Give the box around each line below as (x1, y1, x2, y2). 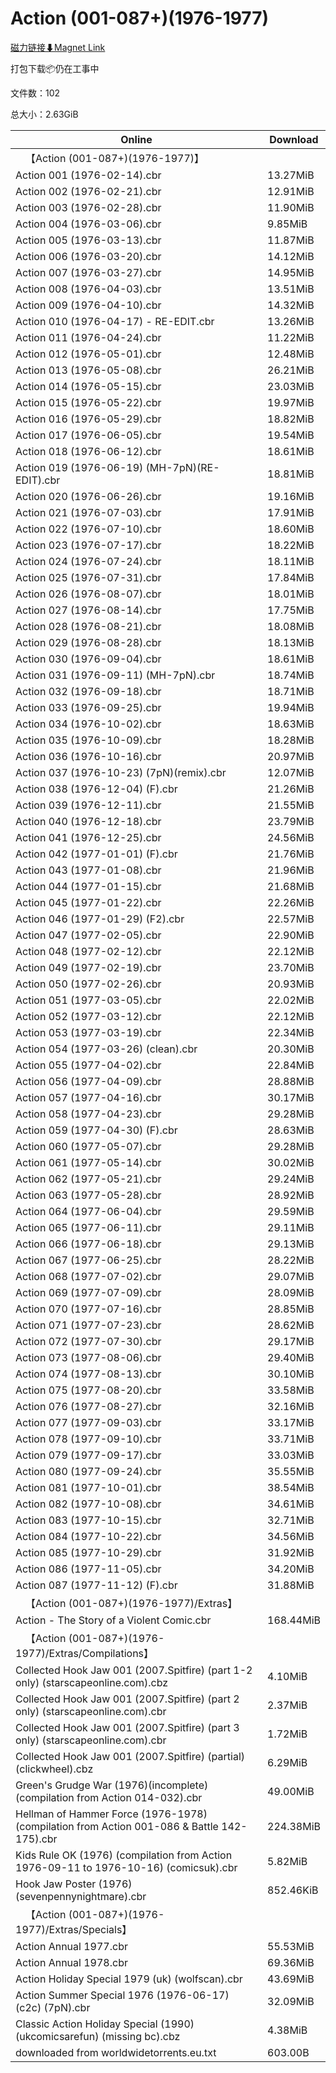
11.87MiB (267, 233, 315, 247)
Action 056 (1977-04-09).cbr (15, 1074, 162, 1088)
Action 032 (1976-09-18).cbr (15, 684, 162, 698)
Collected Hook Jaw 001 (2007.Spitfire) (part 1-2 (15, 1663, 253, 1677)
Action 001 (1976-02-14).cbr (15, 168, 162, 182)
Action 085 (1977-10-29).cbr (15, 1545, 162, 1559)
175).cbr (15, 1832, 58, 1846)
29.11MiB (267, 1220, 315, 1234)
